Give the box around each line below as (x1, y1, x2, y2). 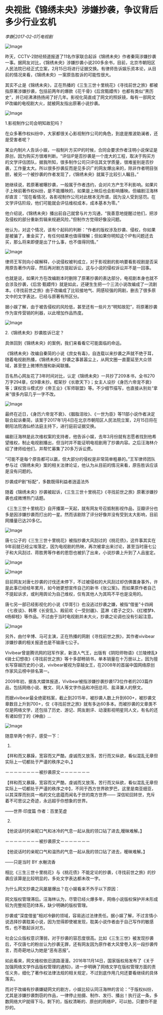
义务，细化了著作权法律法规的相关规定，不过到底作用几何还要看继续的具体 (9, 970, 158, 976)
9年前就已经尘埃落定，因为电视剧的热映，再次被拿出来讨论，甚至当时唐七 (5, 543, 152, 549)
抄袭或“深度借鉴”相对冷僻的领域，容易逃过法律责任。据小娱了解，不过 (5, 912, 145, 919)
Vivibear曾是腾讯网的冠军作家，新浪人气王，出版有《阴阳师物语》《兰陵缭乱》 (5, 650, 158, 655)
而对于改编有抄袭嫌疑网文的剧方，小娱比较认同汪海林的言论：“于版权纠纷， (5, 986, 156, 992)
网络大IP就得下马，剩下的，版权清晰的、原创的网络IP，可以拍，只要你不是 (9, 998, 158, 1004)
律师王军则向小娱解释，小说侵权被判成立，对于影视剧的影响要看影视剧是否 (5, 259, 154, 265)
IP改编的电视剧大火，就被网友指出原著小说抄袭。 (5, 100, 103, 106)
